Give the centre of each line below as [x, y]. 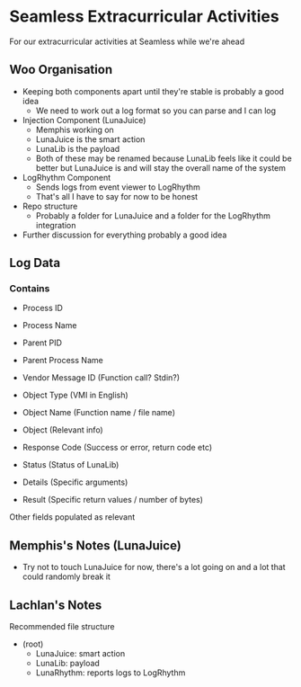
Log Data [35, 263]
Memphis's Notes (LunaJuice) [95, 545]
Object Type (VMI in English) [75, 395]
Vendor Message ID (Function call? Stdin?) [101, 378]
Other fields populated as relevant [72, 517]
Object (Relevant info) [62, 430]
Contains [30, 289]
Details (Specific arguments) [75, 482]
